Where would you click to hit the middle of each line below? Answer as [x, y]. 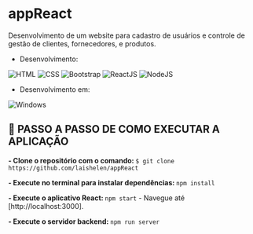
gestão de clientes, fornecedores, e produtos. [82, 43]
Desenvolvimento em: [55, 89]
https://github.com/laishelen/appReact [73, 168]
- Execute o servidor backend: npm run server [84, 221]
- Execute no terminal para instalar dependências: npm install [112, 182]
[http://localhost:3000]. [46, 206]
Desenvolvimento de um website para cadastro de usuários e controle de [126, 35]
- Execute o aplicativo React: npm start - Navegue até [97, 198]
